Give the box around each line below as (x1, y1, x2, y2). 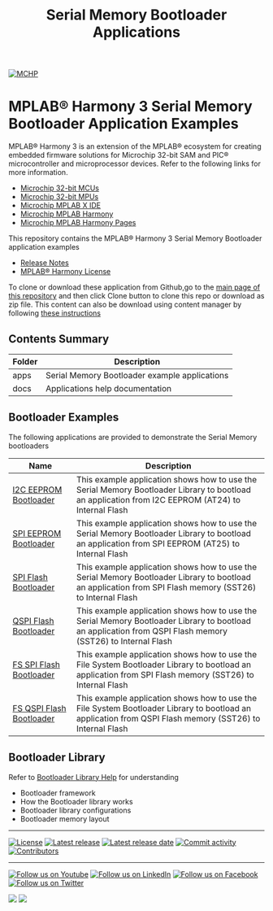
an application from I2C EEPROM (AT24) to (76, 494, 241, 505)
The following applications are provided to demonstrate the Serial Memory (8, 432, 258, 442)
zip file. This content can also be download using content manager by (8, 299, 242, 310)
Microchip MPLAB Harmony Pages (19, 218, 136, 228)
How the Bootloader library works (19, 796, 133, 806)
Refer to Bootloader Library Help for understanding (8, 772, 179, 782)
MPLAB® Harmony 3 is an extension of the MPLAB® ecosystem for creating (8, 142, 262, 151)
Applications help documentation (45, 382, 172, 394)
